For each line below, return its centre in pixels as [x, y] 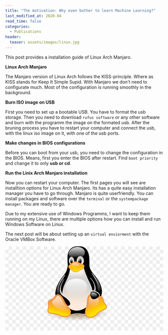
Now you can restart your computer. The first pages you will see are [75, 182]
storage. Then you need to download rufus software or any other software [82, 117]
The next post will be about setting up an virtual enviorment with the [77, 234]
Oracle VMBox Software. [31, 239]
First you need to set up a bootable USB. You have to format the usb [75, 112]
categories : [18, 27]
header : [13, 37]
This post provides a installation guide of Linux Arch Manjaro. [68, 57]
